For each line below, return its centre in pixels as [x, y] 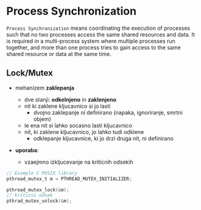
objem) [42, 119]
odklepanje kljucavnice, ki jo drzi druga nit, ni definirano [103, 138]
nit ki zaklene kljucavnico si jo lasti [67, 106]
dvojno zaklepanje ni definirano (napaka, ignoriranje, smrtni [108, 112]
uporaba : [27, 150]
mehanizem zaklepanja [45, 88]
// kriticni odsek [30, 195]
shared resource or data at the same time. [59, 54]
